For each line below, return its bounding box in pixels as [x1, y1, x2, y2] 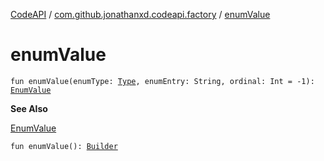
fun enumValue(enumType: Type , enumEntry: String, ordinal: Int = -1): [10, 76, 315, 86]
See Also [10, 102, 48, 114]
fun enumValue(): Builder [10, 141, 118, 151]
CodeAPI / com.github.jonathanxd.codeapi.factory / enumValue [10, 9, 271, 20]
